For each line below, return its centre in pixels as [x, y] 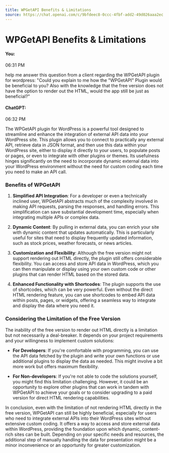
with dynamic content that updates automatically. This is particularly [83, 232]
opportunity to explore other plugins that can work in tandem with [81, 387]
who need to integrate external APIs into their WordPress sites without [78, 418]
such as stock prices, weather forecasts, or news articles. [72, 243]
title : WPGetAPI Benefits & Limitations [48, 10]
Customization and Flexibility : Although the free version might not [82, 253]
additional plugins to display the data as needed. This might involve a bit [88, 361]
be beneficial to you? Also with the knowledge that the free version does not [84, 85]
